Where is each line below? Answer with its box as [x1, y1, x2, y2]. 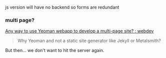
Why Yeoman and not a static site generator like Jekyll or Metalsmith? [17, 37, 161, 44]
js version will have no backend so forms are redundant [5, 4, 119, 10]
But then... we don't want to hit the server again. [5, 47, 104, 53]
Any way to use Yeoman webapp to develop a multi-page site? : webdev [5, 28, 154, 34]
